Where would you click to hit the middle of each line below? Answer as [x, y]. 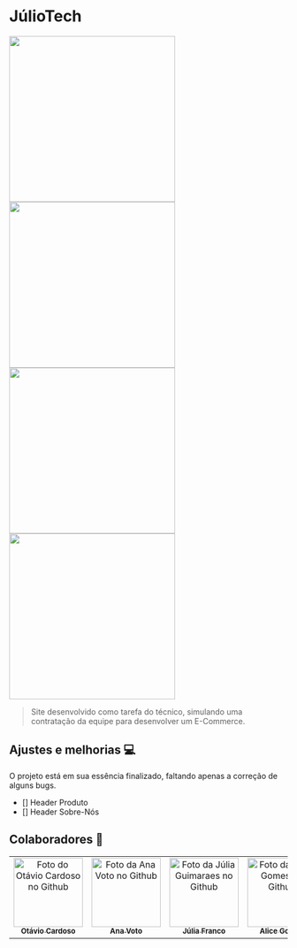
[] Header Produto [55, 802]
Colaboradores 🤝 [57, 840]
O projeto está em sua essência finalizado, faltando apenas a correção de [144, 776]
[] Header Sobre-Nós [61, 812]
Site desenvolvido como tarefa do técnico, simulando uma [137, 711]
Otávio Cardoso [48, 931]
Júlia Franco [204, 931]
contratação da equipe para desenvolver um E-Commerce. [138, 721]
